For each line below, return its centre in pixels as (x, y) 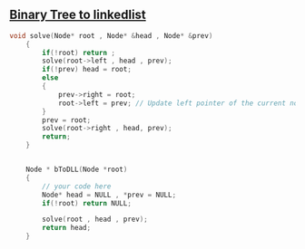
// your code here (77, 186)
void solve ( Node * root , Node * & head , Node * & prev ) (111, 35)
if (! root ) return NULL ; (87, 203)
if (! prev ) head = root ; (87, 70)
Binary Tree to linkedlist (78, 15)
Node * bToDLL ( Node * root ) (77, 170)
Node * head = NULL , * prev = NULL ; (109, 195)
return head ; (67, 228)
